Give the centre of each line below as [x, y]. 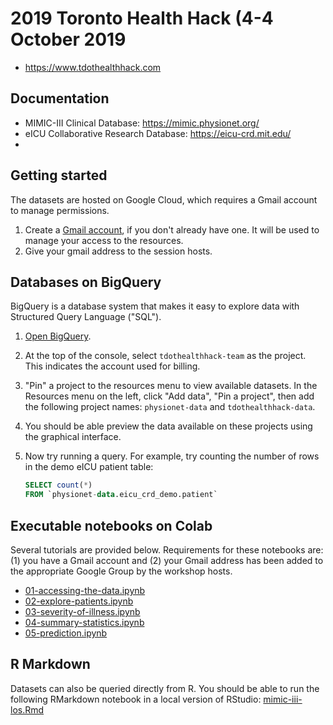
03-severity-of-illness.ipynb [82, 611]
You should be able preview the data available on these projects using [168, 426]
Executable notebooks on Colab [111, 525]
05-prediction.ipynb [66, 633]
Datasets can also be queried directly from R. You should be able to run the [165, 688]
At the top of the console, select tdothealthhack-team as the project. [165, 356]
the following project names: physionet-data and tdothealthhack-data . [170, 407]
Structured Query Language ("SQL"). [86, 317]
